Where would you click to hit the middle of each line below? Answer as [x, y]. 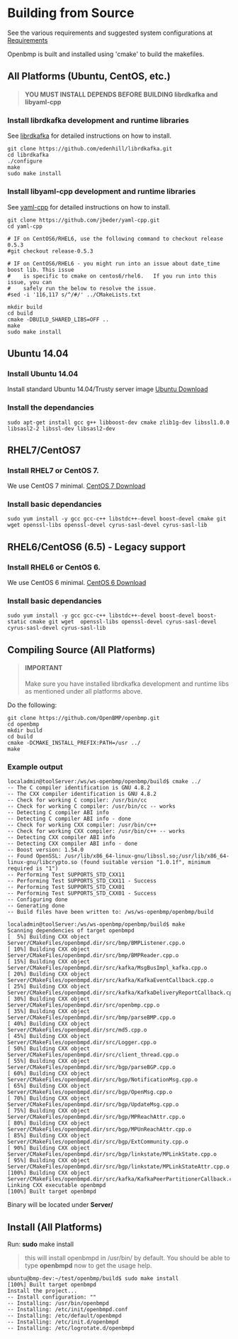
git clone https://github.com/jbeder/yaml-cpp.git [84, 220]
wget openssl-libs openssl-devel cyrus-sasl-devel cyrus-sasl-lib [107, 525]
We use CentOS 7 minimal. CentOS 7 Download [76, 486]
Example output [35, 767]
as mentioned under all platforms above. [84, 692]
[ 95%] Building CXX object [49, 1161]
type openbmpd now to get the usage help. [88, 1266]
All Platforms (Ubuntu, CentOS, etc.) [89, 76]
